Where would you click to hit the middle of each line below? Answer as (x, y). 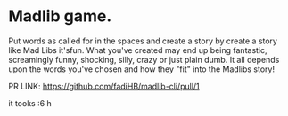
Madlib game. (60, 16)
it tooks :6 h (30, 103)
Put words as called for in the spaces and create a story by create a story (143, 41)
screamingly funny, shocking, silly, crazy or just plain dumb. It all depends (144, 59)
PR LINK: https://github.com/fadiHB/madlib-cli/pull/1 (104, 86)
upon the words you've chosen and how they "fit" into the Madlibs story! (142, 69)
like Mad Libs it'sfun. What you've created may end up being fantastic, (138, 50)
